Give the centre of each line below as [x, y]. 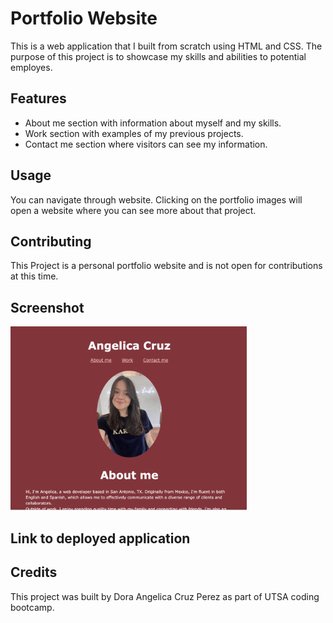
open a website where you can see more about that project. [133, 210]
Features [38, 98]
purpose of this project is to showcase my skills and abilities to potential [158, 56]
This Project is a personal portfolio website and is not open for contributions [166, 266]
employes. [31, 67]
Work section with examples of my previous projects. [134, 133]
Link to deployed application [100, 538]
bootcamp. [32, 607]
